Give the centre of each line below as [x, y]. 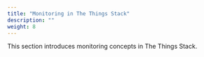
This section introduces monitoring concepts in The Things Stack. [102, 47]
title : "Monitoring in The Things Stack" [69, 14]
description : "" [31, 20]
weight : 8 [22, 26]
